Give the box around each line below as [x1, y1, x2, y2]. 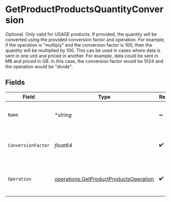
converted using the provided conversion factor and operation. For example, [5, 37, 165, 43]
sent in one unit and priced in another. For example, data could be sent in [5, 52, 159, 59]
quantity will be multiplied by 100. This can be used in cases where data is [5, 47, 161, 53]
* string [54, 111, 72, 118]
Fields [5, 78, 25, 87]
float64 [54, 142, 73, 149]
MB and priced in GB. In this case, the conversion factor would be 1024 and [5, 58, 164, 64]
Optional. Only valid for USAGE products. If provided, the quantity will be [5, 31, 157, 37]
